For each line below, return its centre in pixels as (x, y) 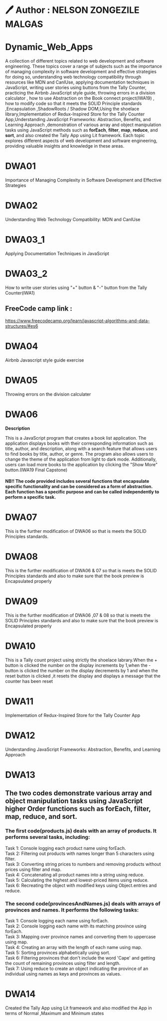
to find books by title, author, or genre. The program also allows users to (79, 454)
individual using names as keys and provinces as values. (63, 973)
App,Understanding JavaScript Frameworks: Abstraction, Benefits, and (78, 120)
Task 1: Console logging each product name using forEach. (66, 848)
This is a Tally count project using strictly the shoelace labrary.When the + (82, 660)
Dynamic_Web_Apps (49, 47)
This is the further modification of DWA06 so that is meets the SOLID (76, 531)
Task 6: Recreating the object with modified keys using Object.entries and (81, 885)
